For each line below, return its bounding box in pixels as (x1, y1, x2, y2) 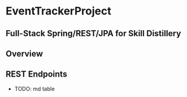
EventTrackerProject (5, 4, 111, 18)
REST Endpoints (5, 69, 68, 80)
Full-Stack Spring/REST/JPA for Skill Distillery (5, 28, 182, 39)
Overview (5, 48, 44, 58)
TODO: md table (14, 85, 55, 92)
